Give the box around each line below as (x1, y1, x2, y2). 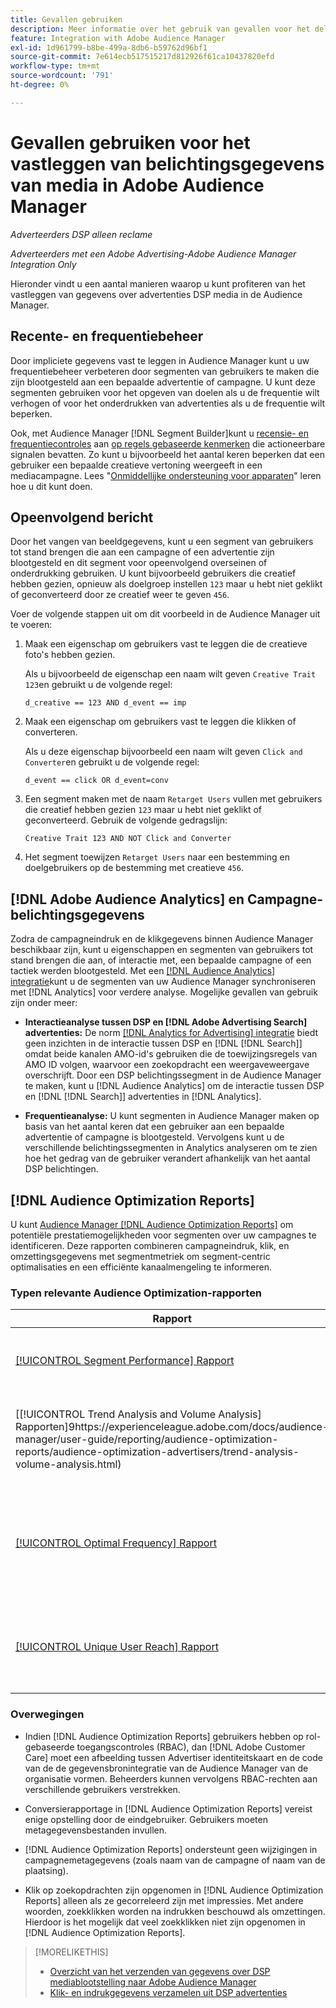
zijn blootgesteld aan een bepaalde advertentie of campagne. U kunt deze (10, 376, 316, 388)
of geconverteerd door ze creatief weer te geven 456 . (10, 589, 230, 601)
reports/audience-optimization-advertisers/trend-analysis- (15, 1445, 300, 1459)
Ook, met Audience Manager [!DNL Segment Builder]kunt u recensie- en (10, 427, 309, 439)
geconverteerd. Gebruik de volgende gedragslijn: (24, 814, 228, 826)
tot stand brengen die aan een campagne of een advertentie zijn (10, 546, 275, 558)
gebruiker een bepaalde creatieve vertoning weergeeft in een (10, 459, 263, 471)
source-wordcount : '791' (10, 71, 114, 81)
